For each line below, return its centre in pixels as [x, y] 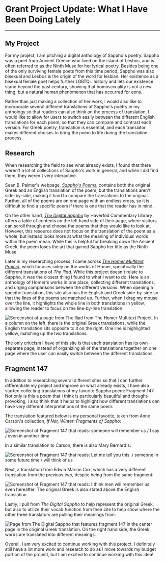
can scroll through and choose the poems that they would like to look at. [78, 226]
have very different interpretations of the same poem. [59, 407]
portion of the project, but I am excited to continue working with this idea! [79, 555]
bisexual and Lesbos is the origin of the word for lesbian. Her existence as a [82, 76]
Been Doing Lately [43, 19]
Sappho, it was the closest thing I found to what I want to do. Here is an [77, 277]
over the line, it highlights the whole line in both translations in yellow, [75, 303]
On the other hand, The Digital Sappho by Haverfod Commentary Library [79, 215]
